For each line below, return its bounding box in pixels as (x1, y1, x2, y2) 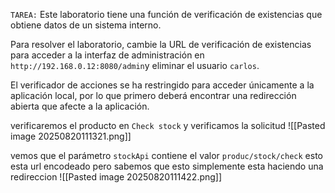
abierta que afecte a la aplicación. (10, 100, 150, 112)
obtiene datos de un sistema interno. (10, 19, 162, 31)
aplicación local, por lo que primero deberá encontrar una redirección (10, 90, 297, 101)
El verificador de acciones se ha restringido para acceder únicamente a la (10, 79, 315, 91)
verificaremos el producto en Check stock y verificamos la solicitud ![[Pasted (10, 120, 326, 131)
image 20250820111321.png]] (10, 130, 132, 142)
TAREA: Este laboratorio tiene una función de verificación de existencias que (10, 9, 323, 20)
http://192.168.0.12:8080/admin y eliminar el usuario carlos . (10, 60, 260, 71)
